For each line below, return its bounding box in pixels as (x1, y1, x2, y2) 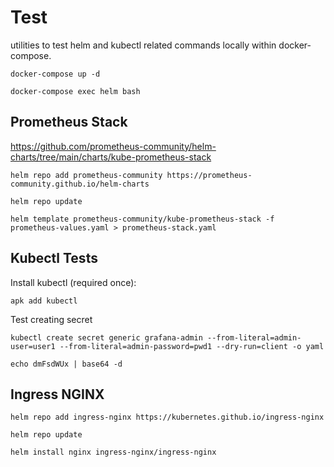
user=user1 (10, 341, 56, 351)
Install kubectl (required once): (10, 276, 137, 288)
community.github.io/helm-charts (10, 179, 150, 189)
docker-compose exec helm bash (10, 86, 141, 96)
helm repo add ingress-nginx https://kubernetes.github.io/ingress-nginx (10, 412, 325, 423)
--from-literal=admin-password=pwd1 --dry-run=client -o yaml (59, 341, 325, 351)
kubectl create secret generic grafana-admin (10, 332, 203, 343)
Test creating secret (10, 313, 93, 325)
